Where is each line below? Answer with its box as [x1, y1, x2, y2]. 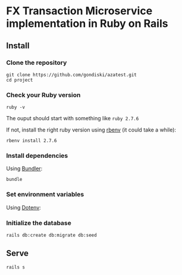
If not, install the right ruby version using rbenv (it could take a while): [6, 126, 177, 133]
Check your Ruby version [6, 90, 81, 99]
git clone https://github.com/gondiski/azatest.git [6, 71, 137, 78]
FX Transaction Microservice [6, 4, 153, 18]
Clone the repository [6, 58, 67, 67]
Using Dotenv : [6, 204, 42, 211]
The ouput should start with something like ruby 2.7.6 [6, 115, 139, 122]
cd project [6, 77, 33, 83]
